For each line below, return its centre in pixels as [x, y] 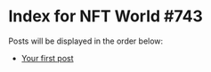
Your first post [47, 58]
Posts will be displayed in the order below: [86, 41]
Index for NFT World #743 [106, 16]
